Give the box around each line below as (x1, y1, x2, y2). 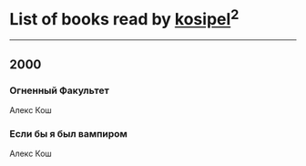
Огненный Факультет (9, 84, 109, 97)
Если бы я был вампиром (9, 127, 127, 140)
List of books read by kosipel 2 (9, 5, 240, 30)
